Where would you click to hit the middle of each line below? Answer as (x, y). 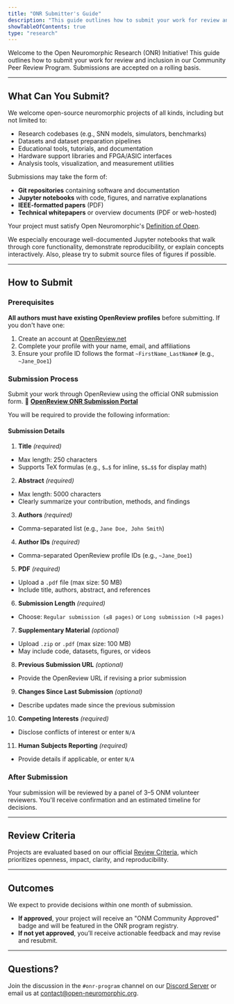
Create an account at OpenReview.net (72, 338)
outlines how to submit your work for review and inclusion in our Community (117, 61)
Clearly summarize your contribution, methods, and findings (104, 501)
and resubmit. (38, 941)
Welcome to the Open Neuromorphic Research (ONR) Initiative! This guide (114, 53)
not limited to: (27, 120)
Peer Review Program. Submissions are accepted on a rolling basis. (104, 68)
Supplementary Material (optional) (68, 630)
